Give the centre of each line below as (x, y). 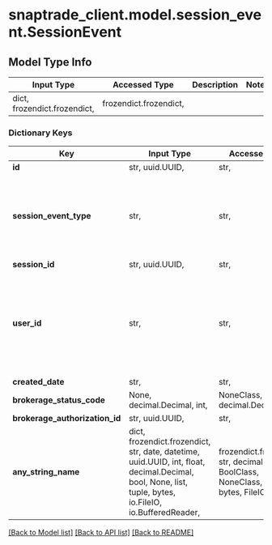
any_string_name (46, 472)
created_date (38, 382)
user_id (27, 323)
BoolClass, (238, 472)
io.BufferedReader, (164, 513)
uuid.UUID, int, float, (167, 462)
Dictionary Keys (40, 133)
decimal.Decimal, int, (168, 405)
